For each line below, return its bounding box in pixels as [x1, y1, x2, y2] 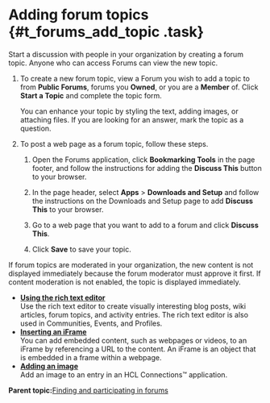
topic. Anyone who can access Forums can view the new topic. [8, 58, 218, 68]
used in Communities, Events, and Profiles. [19, 318, 163, 328]
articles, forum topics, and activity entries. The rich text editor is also [19, 310, 248, 319]
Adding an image [19, 361, 79, 371]
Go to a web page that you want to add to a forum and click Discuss [31, 220, 260, 230]
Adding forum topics [8, 6, 149, 24]
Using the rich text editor [19, 293, 106, 302]
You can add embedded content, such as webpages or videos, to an [19, 335, 247, 345]
